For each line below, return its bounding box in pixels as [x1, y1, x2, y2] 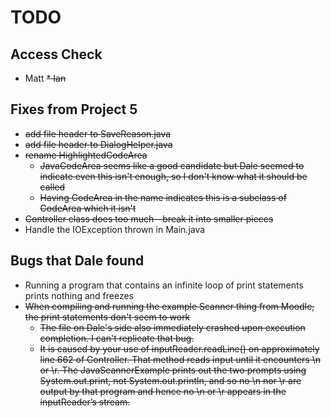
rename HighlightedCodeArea [24, 149, 148, 161]
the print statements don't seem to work [24, 311, 191, 323]
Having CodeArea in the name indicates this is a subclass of [39, 191, 287, 203]
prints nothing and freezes [24, 289, 134, 301]
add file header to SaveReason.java [24, 127, 172, 140]
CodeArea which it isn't [39, 202, 137, 214]
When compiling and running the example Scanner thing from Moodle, [24, 300, 315, 312]
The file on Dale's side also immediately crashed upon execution [39, 321, 306, 333]
